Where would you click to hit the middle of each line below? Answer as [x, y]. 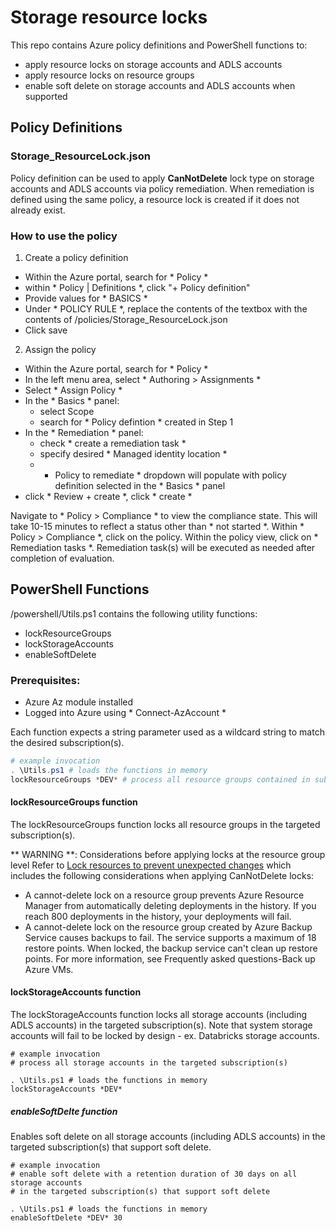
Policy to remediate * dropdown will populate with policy [170, 475]
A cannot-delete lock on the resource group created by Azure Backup [168, 927]
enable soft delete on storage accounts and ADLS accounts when [160, 85]
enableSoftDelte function [64, 1111]
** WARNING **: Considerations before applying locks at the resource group [168, 854]
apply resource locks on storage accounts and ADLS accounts [153, 64]
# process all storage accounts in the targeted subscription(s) [149, 1063]
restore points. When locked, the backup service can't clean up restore [171, 948]
